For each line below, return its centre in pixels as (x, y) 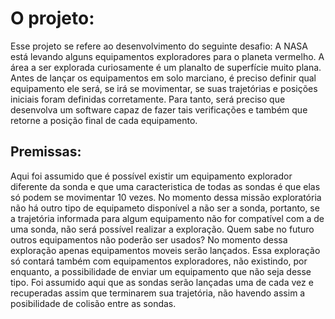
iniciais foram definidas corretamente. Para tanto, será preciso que (148, 99)
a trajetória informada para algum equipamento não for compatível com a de (167, 218)
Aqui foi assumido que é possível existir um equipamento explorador (151, 176)
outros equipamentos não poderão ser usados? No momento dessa (149, 239)
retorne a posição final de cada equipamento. (104, 120)
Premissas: (46, 152)
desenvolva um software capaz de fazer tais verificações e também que (159, 109)
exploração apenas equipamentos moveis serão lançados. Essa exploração (165, 250)
